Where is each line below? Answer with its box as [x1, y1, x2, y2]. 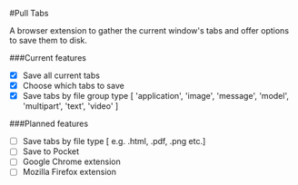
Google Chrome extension [22, 156, 121, 167]
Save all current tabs [22, 70, 100, 81]
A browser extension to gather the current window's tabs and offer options [9, 25, 289, 35]
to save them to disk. [9, 35, 88, 45]
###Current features [9, 53, 86, 63]
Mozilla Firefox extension [22, 167, 116, 178]
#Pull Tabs [9, 8, 49, 18]
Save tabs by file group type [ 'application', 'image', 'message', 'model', [22, 91, 289, 102]
